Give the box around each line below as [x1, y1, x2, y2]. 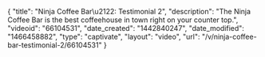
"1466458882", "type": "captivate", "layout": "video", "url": [7, 32, 200, 41]
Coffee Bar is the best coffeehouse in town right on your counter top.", [7, 15, 239, 25]
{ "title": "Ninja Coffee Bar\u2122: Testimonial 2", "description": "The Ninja [7, 7, 251, 16]
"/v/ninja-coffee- [201, 32, 257, 41]
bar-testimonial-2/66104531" [7, 40, 102, 50]
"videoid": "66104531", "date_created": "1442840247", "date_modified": [7, 24, 245, 32]
